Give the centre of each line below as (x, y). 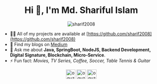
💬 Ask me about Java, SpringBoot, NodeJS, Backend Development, (80, 49)
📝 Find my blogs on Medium (39, 44)
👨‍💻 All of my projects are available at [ (49, 33)
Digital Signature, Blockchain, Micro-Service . (58, 55)
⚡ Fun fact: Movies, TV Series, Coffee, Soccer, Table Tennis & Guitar (80, 60)
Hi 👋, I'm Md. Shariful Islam (81, 10)
